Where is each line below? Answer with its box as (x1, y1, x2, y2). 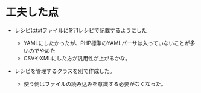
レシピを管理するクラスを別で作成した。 (14, 67, 115, 74)
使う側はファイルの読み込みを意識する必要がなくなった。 (23, 80, 167, 88)
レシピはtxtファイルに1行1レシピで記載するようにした (14, 27, 147, 34)
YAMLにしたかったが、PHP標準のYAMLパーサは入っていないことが (23, 39, 191, 46)
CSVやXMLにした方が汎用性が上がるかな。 (23, 54, 131, 62)
